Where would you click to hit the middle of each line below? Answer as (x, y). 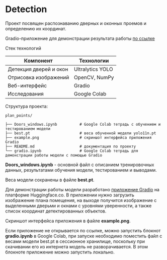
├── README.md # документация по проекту (71, 146)
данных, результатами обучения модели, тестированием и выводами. (81, 170)
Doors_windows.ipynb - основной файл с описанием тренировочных (80, 165)
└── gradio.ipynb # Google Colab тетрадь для (72, 151)
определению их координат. (36, 28)
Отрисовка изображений (38, 77)
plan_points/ (19, 115)
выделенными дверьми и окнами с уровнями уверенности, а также (78, 205)
